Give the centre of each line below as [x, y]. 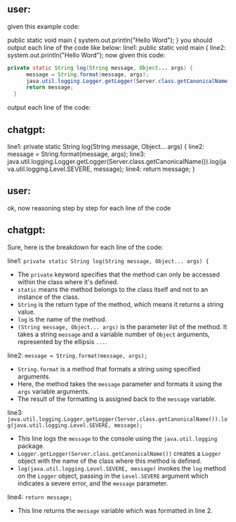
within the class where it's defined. [68, 281]
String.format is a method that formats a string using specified [109, 369]
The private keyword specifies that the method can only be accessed [118, 274]
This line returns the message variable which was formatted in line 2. [115, 510]
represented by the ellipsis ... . [62, 341]
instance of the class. [48, 297]
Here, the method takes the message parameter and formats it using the [120, 383]
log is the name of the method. [62, 319]
